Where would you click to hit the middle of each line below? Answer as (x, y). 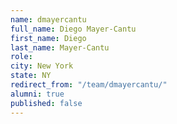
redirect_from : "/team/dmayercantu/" (89, 85)
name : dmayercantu (48, 19)
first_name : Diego (48, 38)
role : (21, 57)
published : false (46, 103)
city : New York (42, 66)
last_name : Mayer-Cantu (60, 47)
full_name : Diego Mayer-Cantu (73, 29)
